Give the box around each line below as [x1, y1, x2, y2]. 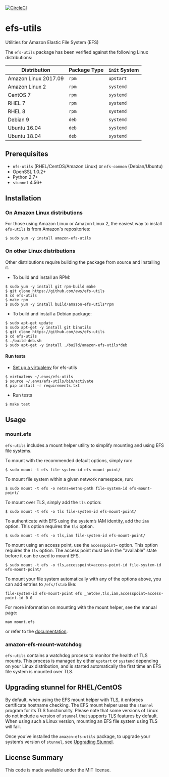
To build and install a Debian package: [12, 310, 92, 316]
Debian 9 [8, 116, 29, 123]
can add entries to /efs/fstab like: [5, 581, 77, 587]
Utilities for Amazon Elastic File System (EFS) [5, 39, 99, 45]
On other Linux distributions [5, 248, 76, 255]
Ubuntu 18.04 [8, 132, 41, 139]
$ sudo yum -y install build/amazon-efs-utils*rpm [5, 302, 114, 307]
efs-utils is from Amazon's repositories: [5, 226, 91, 232]
